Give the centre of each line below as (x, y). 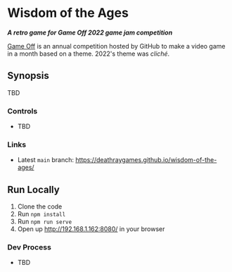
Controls (22, 111)
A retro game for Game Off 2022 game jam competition (90, 32)
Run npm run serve (45, 222)
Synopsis (28, 76)
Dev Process (29, 247)
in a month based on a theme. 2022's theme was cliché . (89, 54)
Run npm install (41, 214)
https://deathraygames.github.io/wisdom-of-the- (146, 160)
